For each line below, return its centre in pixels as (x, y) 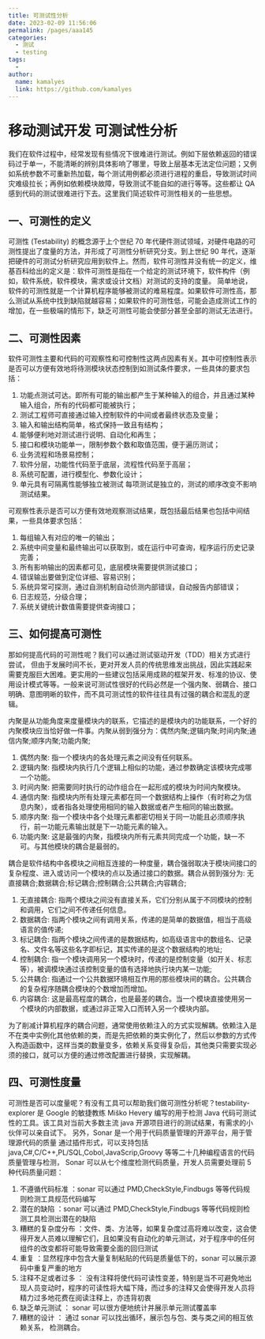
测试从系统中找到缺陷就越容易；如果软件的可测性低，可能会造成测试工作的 (136, 301)
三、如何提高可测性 (55, 634)
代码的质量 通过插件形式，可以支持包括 (85, 1142)
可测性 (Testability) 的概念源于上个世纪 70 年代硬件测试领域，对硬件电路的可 (132, 241)
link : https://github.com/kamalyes (74, 89)
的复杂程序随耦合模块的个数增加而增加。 (85, 989)
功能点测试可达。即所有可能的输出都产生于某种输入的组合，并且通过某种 (137, 395)
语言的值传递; (42, 929)
